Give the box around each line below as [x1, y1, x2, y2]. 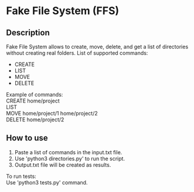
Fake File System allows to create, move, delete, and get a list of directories [6, 43, 189, 50]
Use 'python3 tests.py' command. [6, 178, 88, 186]
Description [6, 28, 50, 38]
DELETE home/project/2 [6, 116, 64, 123]
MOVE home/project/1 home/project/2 [6, 110, 98, 117]
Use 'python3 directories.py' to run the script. [14, 155, 125, 162]
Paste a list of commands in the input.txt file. [14, 148, 122, 155]
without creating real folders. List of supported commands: [6, 49, 148, 57]
